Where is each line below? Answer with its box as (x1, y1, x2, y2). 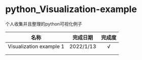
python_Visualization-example (5, 4, 137, 15)
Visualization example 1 (8, 43, 65, 50)
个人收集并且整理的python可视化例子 (5, 21, 82, 27)
